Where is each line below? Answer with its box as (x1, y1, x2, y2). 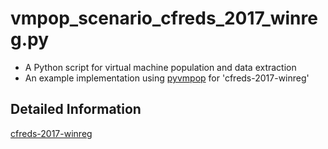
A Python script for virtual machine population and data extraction (24, 61, 297, 73)
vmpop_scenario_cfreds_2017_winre (10, 7, 318, 30)
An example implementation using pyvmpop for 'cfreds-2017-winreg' (24, 72, 310, 84)
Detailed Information (10, 101, 142, 118)
